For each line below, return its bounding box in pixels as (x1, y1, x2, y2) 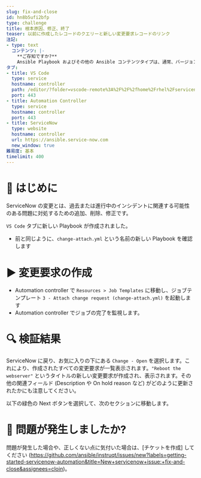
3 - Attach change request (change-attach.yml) (42, 295, 163, 301)
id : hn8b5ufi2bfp (6, 14, 50, 20)
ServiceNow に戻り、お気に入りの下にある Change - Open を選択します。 (6, 357, 185, 364)
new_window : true (11, 142, 55, 149)
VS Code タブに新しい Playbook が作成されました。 (6, 222, 131, 229)
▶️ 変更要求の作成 (6, 266, 93, 279)
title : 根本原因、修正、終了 (6, 25, 70, 32)
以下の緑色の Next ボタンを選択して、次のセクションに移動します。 (6, 400, 172, 407)
